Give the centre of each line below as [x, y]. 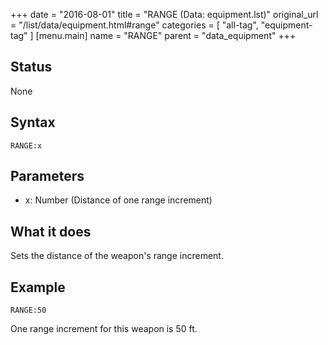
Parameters [47, 176]
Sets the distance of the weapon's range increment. [117, 256]
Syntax [33, 122]
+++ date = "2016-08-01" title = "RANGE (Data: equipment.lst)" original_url [164, 14]
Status [31, 67]
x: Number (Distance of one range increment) [118, 200]
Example [38, 287]
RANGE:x [26, 145]
